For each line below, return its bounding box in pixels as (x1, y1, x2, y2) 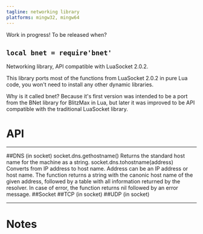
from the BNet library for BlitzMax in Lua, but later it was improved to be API (6, 99, 195, 106)
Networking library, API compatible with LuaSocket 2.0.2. (6, 63, 149, 70)
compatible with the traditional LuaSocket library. (6, 106, 129, 113)
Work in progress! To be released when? (6, 31, 107, 38)
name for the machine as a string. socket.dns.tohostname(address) (6, 159, 174, 166)
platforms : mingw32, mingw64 (6, 14, 80, 21)
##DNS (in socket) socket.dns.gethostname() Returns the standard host (6, 152, 185, 160)
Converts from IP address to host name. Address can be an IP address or (6, 165, 188, 172)
